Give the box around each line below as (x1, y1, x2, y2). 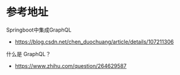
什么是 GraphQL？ (6, 50, 51, 57)
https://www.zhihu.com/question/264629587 (14, 62, 127, 69)
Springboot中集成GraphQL (6, 26, 72, 33)
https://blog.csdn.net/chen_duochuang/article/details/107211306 (14, 38, 174, 45)
